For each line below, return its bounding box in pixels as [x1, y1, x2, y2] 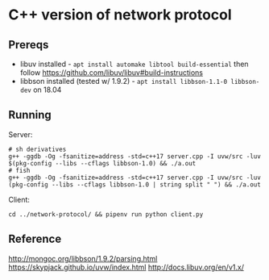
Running [8, 108, 52, 122]
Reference [8, 232, 62, 246]
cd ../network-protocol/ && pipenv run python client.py [8, 210, 204, 219]
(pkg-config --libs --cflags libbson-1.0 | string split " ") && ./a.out [8, 180, 262, 189]
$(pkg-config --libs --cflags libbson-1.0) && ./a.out [8, 159, 197, 167]
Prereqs [8, 38, 49, 52]
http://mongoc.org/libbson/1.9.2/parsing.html [8, 253, 158, 263]
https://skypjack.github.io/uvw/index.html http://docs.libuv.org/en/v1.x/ [8, 262, 244, 272]
